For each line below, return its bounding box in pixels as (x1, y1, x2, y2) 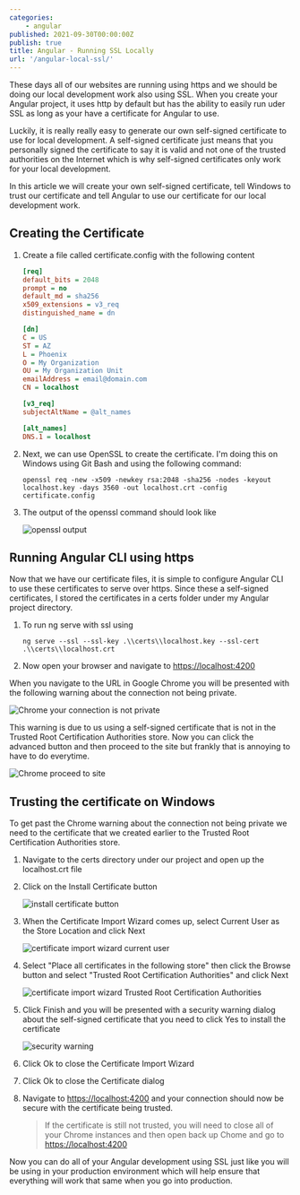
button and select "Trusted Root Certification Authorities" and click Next (21, 970, 289, 981)
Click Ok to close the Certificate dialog (21, 1076, 165, 1087)
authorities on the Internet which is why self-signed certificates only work (9, 154, 281, 164)
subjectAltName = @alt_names (21, 407, 132, 417)
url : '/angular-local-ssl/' (9, 55, 115, 64)
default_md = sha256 (21, 292, 99, 301)
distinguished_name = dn (21, 308, 116, 318)
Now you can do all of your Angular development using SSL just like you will (9, 1156, 289, 1167)
